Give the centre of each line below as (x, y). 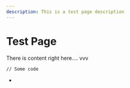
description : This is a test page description (65, 12)
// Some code (22, 69)
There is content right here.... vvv (47, 58)
